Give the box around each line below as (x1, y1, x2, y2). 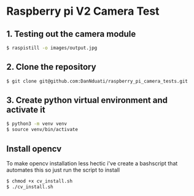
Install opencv (6, 143, 62, 154)
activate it (6, 104, 45, 115)
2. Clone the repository (6, 62, 96, 72)
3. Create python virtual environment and (6, 95, 168, 105)
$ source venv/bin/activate (6, 127, 79, 133)
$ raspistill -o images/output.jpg (6, 45, 98, 51)
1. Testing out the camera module (6, 29, 136, 39)
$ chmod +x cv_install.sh (6, 178, 72, 184)
